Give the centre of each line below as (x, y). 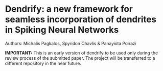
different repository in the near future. (43, 63)
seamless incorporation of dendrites (81, 19)
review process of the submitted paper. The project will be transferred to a (80, 58)
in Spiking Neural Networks (62, 30)
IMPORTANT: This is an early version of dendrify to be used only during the (81, 53)
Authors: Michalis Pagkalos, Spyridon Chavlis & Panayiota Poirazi (71, 43)
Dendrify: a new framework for (69, 9)
